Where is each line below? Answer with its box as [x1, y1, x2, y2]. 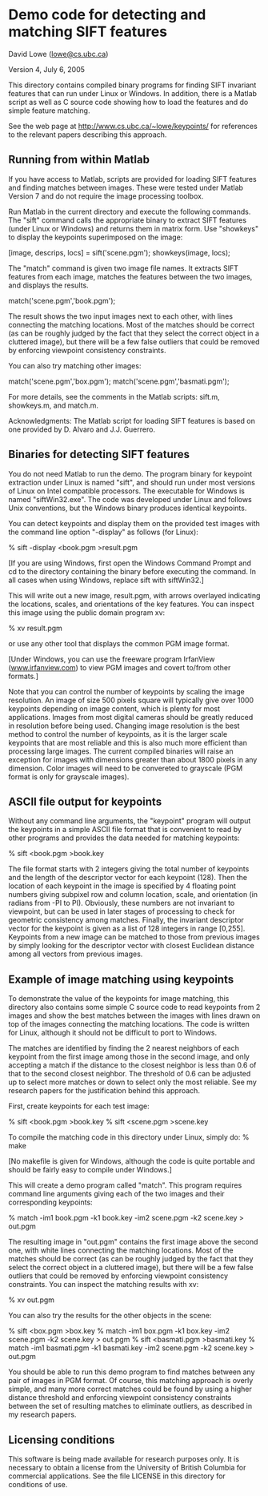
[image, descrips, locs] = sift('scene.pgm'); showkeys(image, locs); [8, 247, 230, 257]
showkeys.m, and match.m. [8, 400, 98, 410]
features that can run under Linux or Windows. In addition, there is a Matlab [8, 88, 258, 98]
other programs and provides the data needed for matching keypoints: [8, 833, 240, 843]
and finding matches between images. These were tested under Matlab [8, 183, 244, 192]
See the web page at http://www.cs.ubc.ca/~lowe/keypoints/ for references [8, 121, 258, 131]
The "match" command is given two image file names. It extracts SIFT [8, 263, 238, 273]
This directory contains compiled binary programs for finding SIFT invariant [8, 80, 257, 90]
